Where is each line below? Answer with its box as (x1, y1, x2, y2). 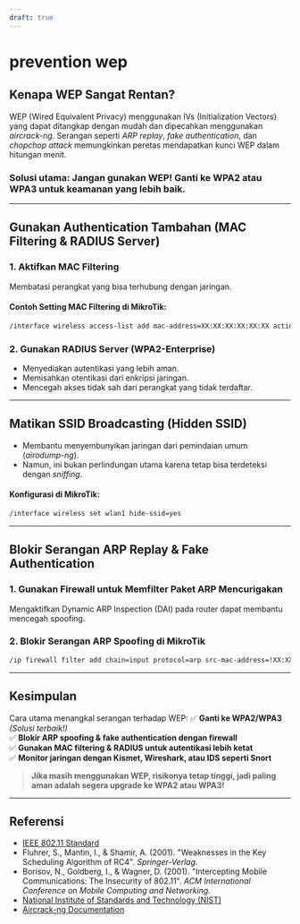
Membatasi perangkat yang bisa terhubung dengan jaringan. (9, 281, 232, 292)
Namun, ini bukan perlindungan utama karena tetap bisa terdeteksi (21, 458, 268, 470)
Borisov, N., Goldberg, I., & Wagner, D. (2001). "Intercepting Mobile (21, 866, 268, 877)
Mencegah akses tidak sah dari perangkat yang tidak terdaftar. (21, 381, 253, 392)
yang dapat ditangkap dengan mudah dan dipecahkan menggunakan (9, 120, 263, 131)
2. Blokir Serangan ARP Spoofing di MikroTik (9, 635, 205, 647)
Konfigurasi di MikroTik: (9, 489, 101, 500)
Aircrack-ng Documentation (21, 904, 125, 915)
